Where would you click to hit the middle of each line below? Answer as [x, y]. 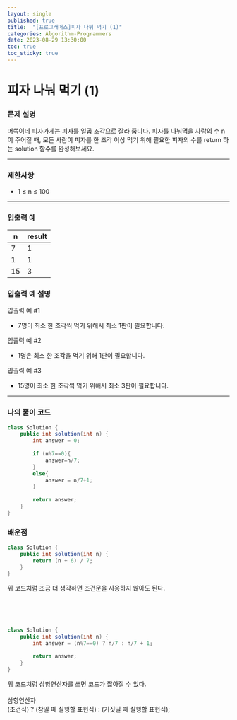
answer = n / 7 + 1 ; [69, 480]
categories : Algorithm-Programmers [60, 34]
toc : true [22, 47]
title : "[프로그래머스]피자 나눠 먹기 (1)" [65, 27]
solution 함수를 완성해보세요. [54, 149]
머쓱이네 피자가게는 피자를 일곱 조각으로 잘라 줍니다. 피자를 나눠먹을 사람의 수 [114, 131]
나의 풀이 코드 [29, 412]
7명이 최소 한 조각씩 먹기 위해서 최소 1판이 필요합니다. [91, 325]
